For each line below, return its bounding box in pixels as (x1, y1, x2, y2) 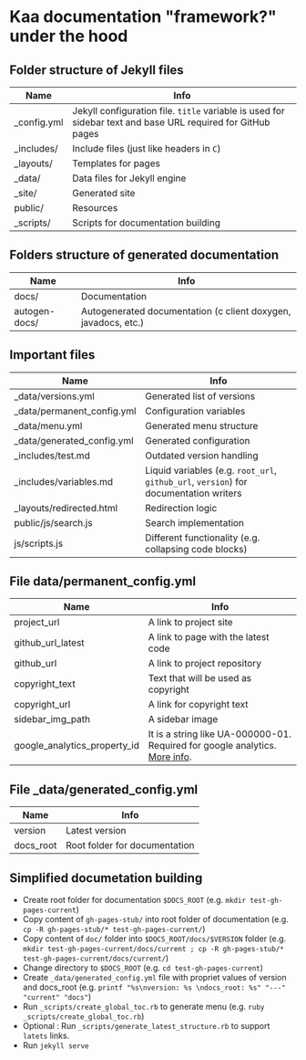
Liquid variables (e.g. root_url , (145, 464, 278, 477)
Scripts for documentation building (72, 216, 221, 229)
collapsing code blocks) (145, 542, 248, 555)
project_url (14, 616, 60, 629)
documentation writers (145, 487, 242, 499)
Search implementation (145, 516, 244, 529)
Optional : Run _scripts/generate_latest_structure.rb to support (22, 1021, 270, 1032)
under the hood (9, 26, 128, 47)
